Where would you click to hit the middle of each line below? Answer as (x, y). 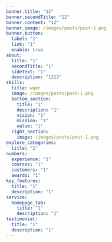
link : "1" (23, 45)
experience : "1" (31, 159)
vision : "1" (31, 115)
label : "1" (25, 39)
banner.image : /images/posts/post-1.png (57, 28)
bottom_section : (31, 99)
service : (17, 197)
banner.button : (25, 33)
